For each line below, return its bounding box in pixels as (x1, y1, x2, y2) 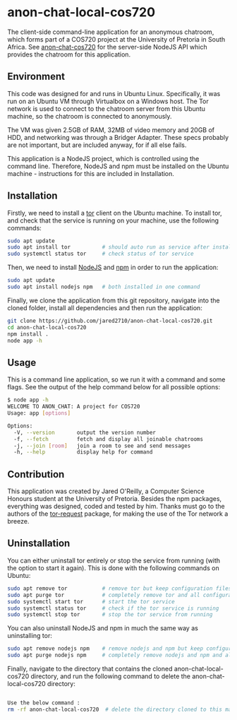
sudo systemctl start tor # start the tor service (7, 598, 175, 605)
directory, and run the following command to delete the (30, 672, 191, 680)
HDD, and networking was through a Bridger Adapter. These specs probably (7, 133, 229, 141)
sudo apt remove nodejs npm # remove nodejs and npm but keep (7, 645, 203, 652)
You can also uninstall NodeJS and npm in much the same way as (7, 624, 199, 632)
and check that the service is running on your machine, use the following (7, 216, 219, 225)
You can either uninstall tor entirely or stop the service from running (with (7, 556, 221, 565)
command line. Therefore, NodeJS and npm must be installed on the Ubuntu (7, 162, 229, 170)
